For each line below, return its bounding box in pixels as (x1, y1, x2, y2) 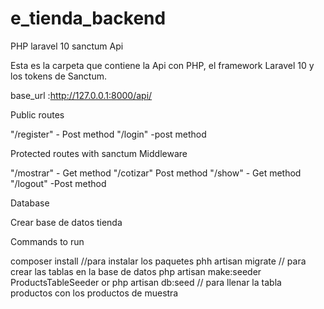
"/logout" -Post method (10, 177, 107, 189)
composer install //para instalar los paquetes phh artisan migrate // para (10, 255, 307, 267)
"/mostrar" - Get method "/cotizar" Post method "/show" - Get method (10, 167, 302, 179)
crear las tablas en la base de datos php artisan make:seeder (10, 265, 262, 277)
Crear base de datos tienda (10, 216, 123, 228)
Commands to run (10, 235, 85, 247)
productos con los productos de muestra (10, 287, 179, 299)
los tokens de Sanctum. (10, 70, 108, 82)
